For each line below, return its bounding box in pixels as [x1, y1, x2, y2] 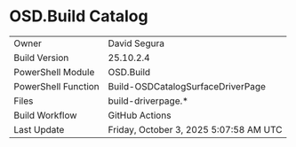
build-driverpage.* [108, 95, 188, 107]
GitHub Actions [108, 109, 172, 121]
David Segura [108, 37, 164, 50]
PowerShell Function [13, 80, 100, 92]
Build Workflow [13, 109, 77, 121]
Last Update [13, 123, 65, 135]
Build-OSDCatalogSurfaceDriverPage [108, 80, 267, 92]
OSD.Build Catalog [9, 6, 148, 27]
